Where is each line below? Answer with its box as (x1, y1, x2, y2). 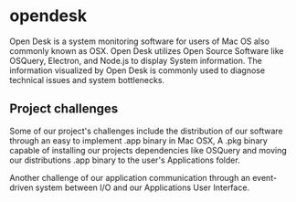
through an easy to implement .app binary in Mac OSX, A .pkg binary (9, 134, 268, 146)
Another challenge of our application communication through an (9, 172, 251, 183)
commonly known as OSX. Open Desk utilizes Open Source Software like (9, 45, 284, 56)
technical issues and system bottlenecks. (9, 74, 165, 85)
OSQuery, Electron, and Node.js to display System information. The (9, 55, 262, 66)
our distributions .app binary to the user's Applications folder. (9, 154, 240, 165)
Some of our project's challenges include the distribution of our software (9, 125, 283, 136)
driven (9, 182, 34, 193)
